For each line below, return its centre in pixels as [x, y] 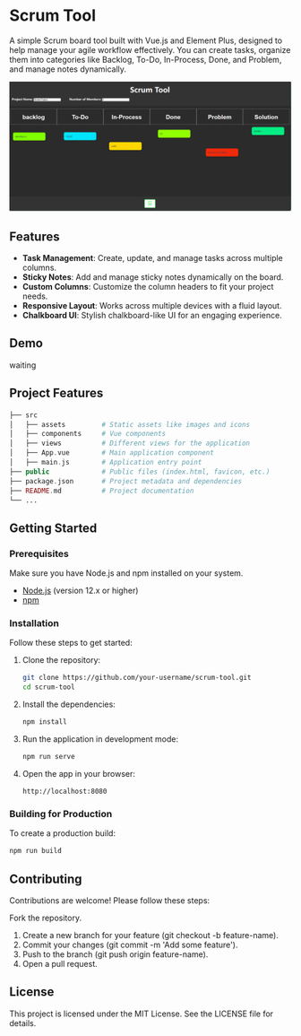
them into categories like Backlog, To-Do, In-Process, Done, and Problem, [146, 59]
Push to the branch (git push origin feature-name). [115, 954]
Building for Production [61, 814]
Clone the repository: [61, 660]
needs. [35, 296]
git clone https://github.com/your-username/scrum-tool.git [137, 678]
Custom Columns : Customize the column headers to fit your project [148, 287]
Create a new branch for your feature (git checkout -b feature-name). [150, 935]
